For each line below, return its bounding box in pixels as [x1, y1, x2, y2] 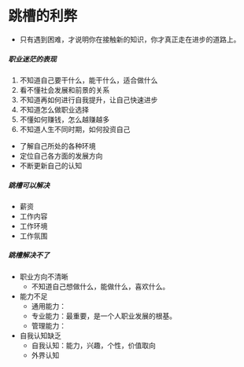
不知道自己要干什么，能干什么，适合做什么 [19, 75, 158, 85]
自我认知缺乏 [19, 331, 61, 340]
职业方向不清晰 [19, 272, 68, 281]
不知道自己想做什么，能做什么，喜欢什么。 [31, 281, 170, 291]
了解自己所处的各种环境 [19, 141, 96, 150]
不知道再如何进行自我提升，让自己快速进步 [19, 95, 158, 105]
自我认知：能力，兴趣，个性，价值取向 [31, 340, 156, 350]
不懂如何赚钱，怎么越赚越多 [19, 115, 110, 124]
